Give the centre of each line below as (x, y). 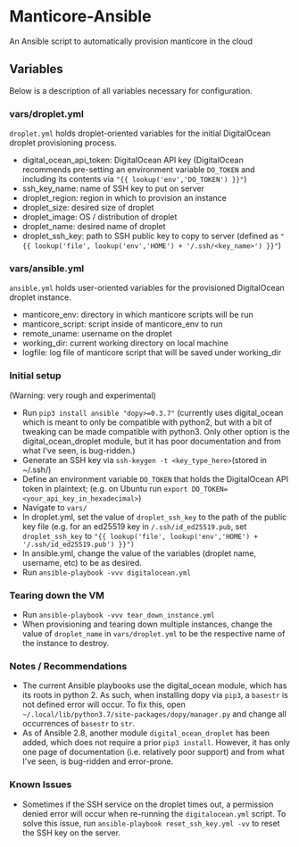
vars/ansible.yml (47, 268)
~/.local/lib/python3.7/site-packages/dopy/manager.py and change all (154, 714)
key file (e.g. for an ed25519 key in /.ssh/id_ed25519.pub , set (134, 526)
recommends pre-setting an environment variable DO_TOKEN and (139, 170)
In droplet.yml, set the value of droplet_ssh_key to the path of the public (154, 517)
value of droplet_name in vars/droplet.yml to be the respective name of (154, 633)
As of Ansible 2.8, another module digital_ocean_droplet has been (146, 733)
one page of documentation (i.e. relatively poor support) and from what (153, 752)
